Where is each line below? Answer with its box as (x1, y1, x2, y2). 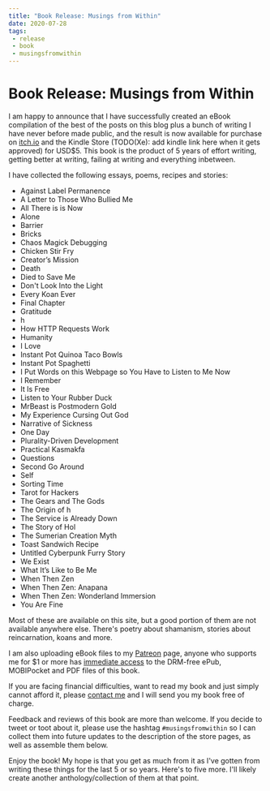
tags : (8, 27, 27, 35)
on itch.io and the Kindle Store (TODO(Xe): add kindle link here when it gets (8, 137, 261, 147)
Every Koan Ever (19, 289, 76, 299)
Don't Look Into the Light (19, 281, 104, 290)
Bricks (19, 229, 42, 239)
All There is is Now (19, 203, 84, 213)
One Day (19, 427, 50, 436)
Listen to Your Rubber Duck (19, 393, 113, 402)
